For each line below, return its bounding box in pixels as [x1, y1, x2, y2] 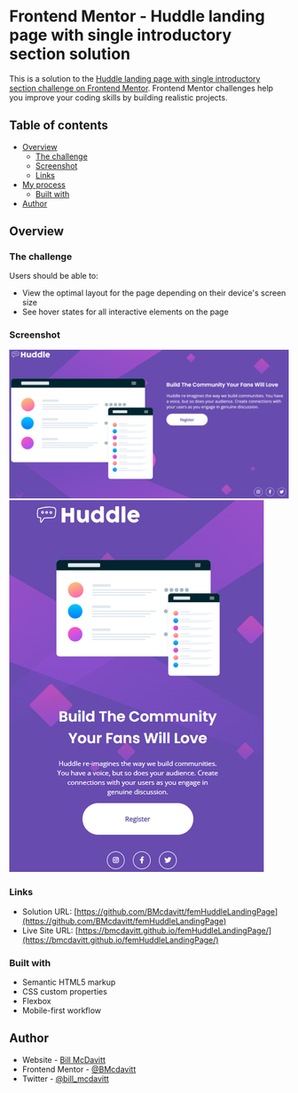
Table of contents [9, 118, 108, 133]
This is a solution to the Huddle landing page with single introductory [9, 73, 261, 83]
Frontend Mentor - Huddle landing [9, 6, 265, 27]
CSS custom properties [21, 986, 108, 997]
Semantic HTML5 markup [21, 977, 116, 987]
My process [21, 179, 67, 190]
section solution [9, 44, 131, 64]
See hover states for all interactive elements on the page [21, 306, 229, 317]
